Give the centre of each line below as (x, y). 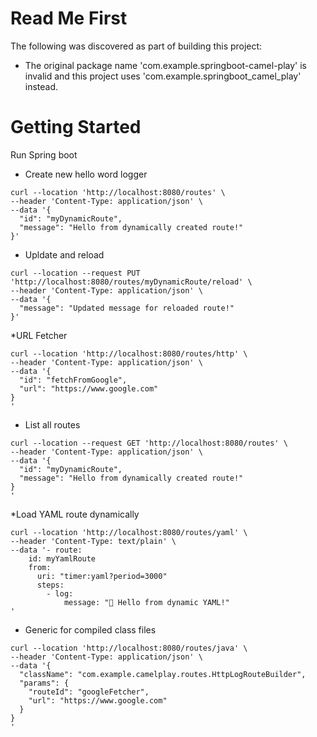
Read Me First (69, 18)
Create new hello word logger (86, 174)
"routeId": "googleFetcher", (89, 692)
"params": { (44, 683)
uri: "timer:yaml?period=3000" (102, 576)
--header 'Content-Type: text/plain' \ (93, 541)
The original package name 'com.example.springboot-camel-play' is (165, 65)
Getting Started (76, 127)
